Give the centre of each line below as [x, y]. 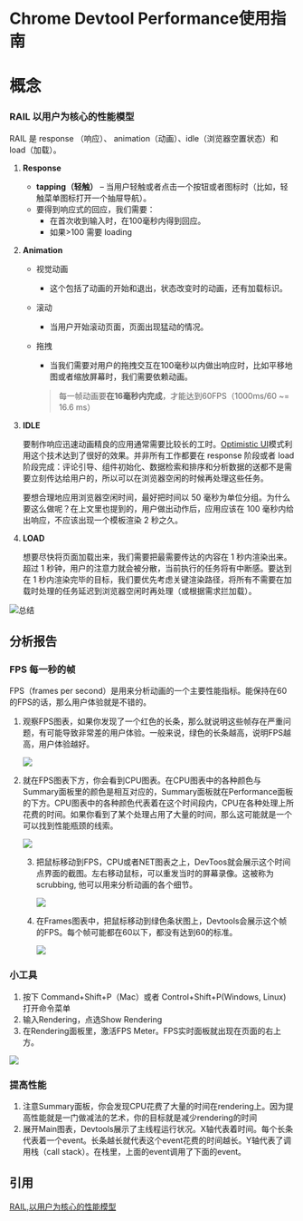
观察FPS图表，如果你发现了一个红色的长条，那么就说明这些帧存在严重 [152, 721]
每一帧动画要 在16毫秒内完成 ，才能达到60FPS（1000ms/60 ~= [174, 396]
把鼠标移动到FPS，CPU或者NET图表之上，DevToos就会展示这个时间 [163, 862]
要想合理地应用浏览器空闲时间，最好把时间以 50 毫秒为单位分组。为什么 [156, 497]
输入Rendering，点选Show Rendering [92, 1019]
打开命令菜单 [46, 1008]
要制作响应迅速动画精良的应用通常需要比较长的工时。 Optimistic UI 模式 [153, 444]
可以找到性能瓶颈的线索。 [70, 825]
